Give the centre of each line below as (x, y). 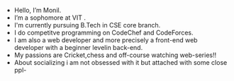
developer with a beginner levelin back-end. (78, 48)
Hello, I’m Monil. (38, 10)
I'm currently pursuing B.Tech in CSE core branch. (87, 25)
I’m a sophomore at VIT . (50, 18)
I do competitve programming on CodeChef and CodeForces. (104, 32)
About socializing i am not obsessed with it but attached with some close (121, 62)
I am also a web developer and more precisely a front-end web (106, 40)
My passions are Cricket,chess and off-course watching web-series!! (115, 55)
